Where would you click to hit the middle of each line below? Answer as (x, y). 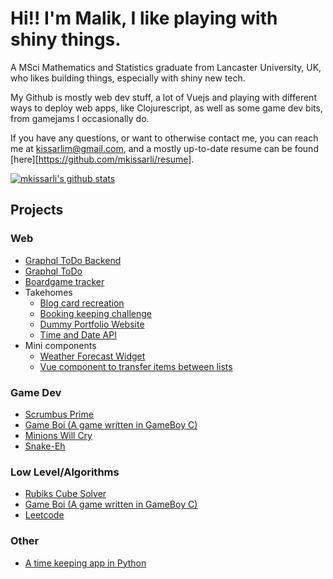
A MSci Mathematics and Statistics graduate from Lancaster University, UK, (166, 67)
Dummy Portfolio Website (92, 324)
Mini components (60, 345)
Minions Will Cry (58, 435)
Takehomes (48, 292)
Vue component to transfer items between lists (136, 366)
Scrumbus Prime (59, 414)
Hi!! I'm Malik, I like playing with (144, 18)
